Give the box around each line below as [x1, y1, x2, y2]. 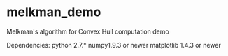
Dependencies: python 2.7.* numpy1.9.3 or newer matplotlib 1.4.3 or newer [6, 41, 221, 49]
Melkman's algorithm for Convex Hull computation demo [6, 27, 169, 36]
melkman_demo [6, 4, 101, 20]
